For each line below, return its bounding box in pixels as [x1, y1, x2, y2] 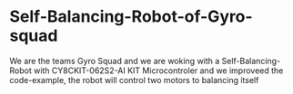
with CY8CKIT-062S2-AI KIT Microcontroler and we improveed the [33, 65, 284, 76]
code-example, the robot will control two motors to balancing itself [9, 74, 259, 85]
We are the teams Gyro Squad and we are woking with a [9, 55, 220, 66]
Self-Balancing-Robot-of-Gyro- [9, 6, 253, 27]
